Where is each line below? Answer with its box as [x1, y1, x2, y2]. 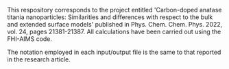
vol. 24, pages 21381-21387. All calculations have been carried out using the [7, 27, 221, 36]
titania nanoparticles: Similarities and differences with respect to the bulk [7, 13, 213, 21]
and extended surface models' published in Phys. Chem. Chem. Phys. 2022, [7, 20, 223, 28]
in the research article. [7, 55, 71, 64]
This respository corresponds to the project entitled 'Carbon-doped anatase [7, 6, 222, 14]
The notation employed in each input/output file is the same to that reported [7, 48, 221, 56]
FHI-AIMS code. [7, 35, 53, 43]
